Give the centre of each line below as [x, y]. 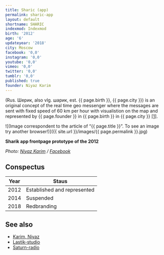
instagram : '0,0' [24, 57]
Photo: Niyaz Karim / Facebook [38, 151]
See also [19, 224]
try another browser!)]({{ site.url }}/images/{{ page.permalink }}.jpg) [76, 131]
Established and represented [60, 190]
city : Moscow [19, 48]
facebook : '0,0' [22, 52]
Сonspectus [25, 167]
